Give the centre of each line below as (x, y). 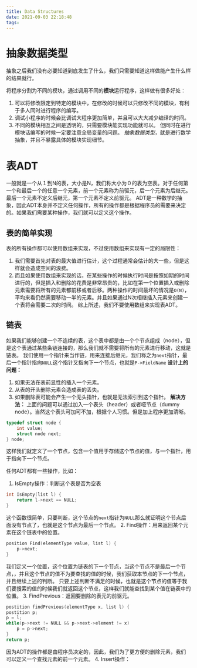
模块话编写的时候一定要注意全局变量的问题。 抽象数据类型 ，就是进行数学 (103, 132)
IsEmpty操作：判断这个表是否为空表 (58, 483)
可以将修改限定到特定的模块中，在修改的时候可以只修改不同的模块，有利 (102, 103)
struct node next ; (39, 434)
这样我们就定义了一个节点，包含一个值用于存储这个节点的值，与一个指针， (96, 451)
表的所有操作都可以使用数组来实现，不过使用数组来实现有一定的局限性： (93, 248)
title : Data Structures (35, 11)
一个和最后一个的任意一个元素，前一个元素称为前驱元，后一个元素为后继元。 (98, 191)
